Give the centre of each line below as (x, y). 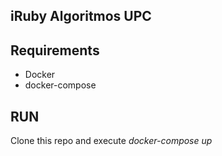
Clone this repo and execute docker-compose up (111, 141)
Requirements (55, 50)
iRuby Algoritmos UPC (81, 16)
